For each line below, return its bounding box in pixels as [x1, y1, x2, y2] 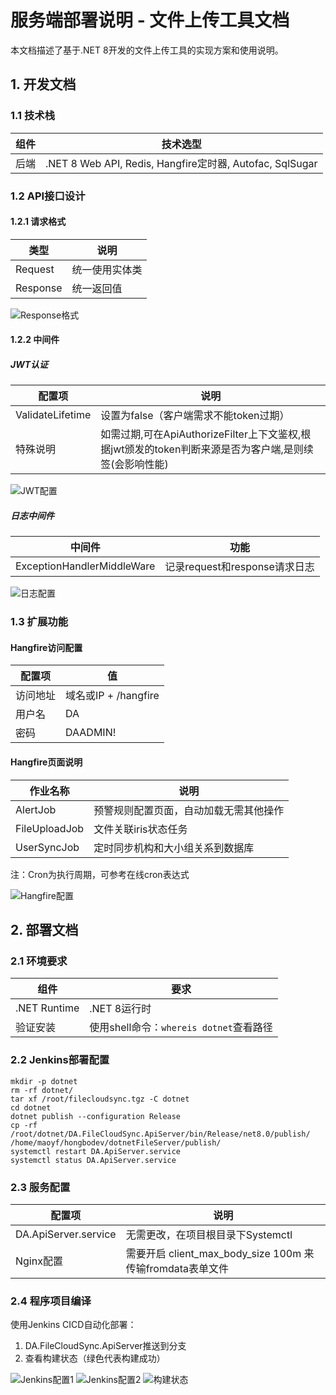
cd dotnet [10, 1102, 52, 1113]
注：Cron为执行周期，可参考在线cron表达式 [10, 868, 190, 880]
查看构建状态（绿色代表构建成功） [24, 1352, 166, 1365]
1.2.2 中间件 [10, 334, 60, 346]
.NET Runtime [15, 1001, 80, 1015]
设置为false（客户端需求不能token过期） [100, 409, 290, 423]
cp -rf [10, 1120, 38, 1130]
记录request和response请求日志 [164, 560, 315, 574]
